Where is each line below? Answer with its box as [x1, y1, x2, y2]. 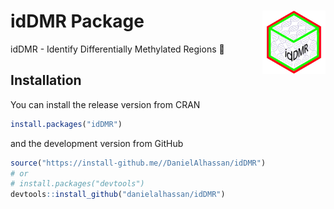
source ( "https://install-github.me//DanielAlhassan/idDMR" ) [10, 158, 267, 168]
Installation [10, 72, 82, 89]
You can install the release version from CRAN [10, 98, 201, 110]
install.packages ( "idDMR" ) [10, 119, 123, 129]
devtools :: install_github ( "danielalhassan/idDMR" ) [10, 190, 226, 200]
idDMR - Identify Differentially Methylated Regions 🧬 [10, 43, 225, 55]
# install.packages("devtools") [10, 179, 145, 189]
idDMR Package [10, 10, 145, 33]
